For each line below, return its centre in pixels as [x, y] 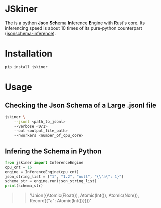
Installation [29, 54]
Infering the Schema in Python [53, 151]
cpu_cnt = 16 [19, 167]
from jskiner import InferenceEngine [44, 162]
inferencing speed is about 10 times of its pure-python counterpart [74, 28]
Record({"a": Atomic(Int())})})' [60, 201]
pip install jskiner [27, 67]
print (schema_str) [24, 186]
